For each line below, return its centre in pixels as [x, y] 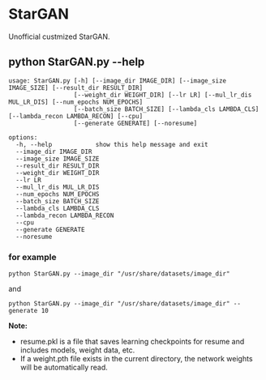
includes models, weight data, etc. [77, 350]
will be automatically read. [64, 367]
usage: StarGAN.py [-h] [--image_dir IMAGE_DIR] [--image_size [118, 81]
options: [23, 137]
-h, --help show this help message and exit [112, 144]
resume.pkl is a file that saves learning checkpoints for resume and [132, 342]
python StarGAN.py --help [77, 62]
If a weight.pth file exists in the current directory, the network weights [136, 359]
